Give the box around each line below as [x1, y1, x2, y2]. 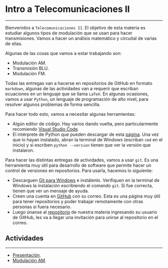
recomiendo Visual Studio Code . [12, 126, 79, 132]
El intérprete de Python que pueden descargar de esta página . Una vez [12, 131, 159, 137]
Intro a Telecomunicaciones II [5, 3, 130, 15]
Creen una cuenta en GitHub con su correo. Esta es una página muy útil [12, 193, 160, 199]
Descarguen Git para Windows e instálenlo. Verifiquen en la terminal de [12, 177, 160, 183]
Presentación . [12, 252, 41, 258]
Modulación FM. [12, 70, 46, 76]
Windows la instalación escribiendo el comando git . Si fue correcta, [12, 182, 153, 188]
